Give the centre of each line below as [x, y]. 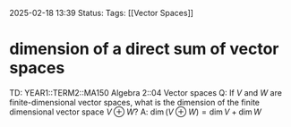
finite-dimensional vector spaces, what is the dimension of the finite [135, 102]
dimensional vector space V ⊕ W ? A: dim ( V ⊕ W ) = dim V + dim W [136, 112]
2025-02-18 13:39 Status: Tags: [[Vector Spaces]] [102, 13]
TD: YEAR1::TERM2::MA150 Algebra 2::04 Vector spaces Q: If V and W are [145, 92]
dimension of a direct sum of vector [144, 49]
